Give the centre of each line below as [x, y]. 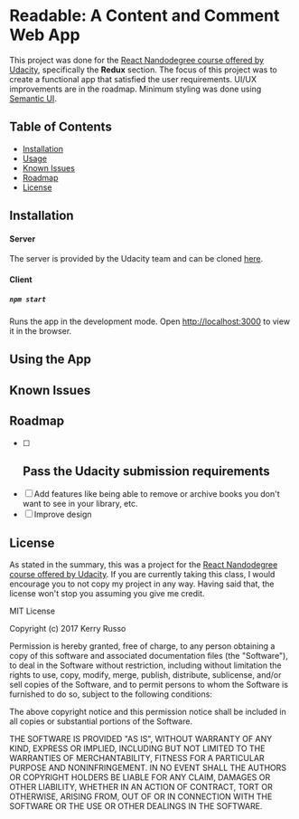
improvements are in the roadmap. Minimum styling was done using [135, 89]
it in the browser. [41, 330]
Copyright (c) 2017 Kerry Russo [68, 629]
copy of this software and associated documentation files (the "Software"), [149, 656]
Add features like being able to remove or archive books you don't [157, 494]
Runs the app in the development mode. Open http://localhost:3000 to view [150, 321]
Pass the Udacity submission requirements [146, 471]
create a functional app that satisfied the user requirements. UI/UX [133, 79]
